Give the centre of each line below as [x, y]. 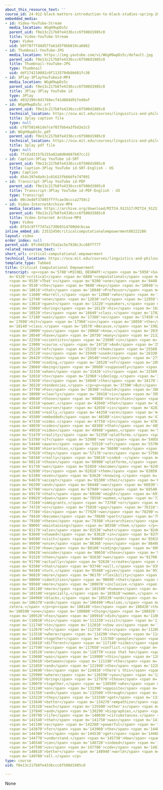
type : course [18, 761]
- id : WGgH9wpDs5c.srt [28, 105]
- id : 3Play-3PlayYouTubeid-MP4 [38, 77]
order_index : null [24, 240]
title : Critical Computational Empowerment [50, 267]
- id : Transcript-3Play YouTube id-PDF [45, 182]
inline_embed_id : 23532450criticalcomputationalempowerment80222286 [76, 231]
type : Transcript [27, 195]
